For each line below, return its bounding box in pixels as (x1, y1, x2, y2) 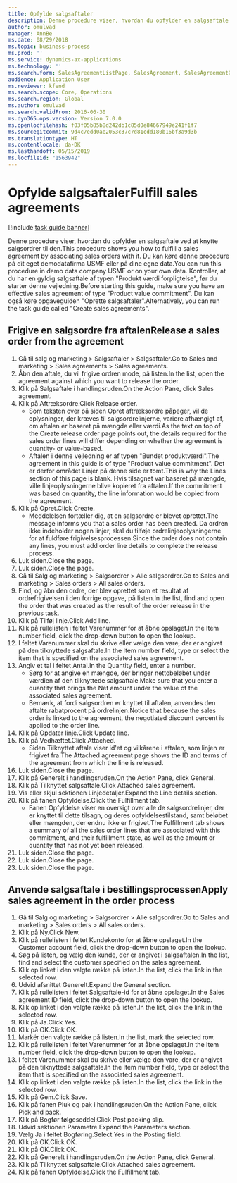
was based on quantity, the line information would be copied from (28, 489, 219, 497)
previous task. (18, 609, 60, 617)
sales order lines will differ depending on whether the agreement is (28, 436, 223, 445)
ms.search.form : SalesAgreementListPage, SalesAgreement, (8, 69, 181, 76)
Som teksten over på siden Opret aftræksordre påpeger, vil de (28, 407, 209, 415)
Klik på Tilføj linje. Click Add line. (18, 616, 111, 624)
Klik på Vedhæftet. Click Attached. (18, 736, 116, 744)
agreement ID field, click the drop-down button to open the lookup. (18, 996, 213, 1004)
